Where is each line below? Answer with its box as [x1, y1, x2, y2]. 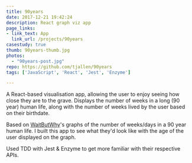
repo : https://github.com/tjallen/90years [6, 63, 112, 70]
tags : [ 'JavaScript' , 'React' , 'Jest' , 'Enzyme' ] [6, 69, 131, 75]
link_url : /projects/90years [11, 36, 83, 42]
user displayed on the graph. [6, 134, 76, 141]
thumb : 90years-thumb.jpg [6, 47, 70, 53]
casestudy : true [6, 42, 46, 48]
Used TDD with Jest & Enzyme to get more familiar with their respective [6, 145, 181, 152]
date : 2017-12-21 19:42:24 [6, 14, 73, 20]
